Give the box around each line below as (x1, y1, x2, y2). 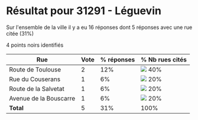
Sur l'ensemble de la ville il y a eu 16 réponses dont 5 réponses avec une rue (6, 24, 193, 31)
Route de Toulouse (9, 65, 61, 73)
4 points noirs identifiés (6, 41, 64, 48)
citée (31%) (6, 30, 34, 37)
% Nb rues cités (141, 55, 187, 63)
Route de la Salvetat (9, 85, 65, 93)
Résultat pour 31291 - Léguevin (6, 4, 161, 18)
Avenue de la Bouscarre (9, 94, 76, 102)
